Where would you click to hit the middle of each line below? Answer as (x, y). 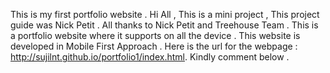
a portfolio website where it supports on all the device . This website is (155, 35)
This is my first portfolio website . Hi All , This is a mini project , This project (165, 14)
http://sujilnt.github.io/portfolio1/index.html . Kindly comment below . (150, 57)
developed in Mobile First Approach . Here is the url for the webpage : (154, 46)
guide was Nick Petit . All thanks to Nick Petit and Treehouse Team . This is (164, 25)
